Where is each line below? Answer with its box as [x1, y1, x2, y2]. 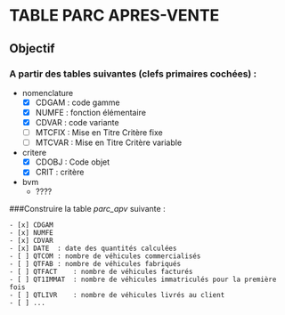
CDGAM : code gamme [35, 97, 120, 108]
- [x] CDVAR [9, 237, 53, 246]
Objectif [9, 41, 55, 56]
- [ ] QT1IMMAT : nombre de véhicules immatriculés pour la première [9, 275, 277, 285]
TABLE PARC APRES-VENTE [9, 5, 220, 26]
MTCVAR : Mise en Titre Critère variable [35, 137, 183, 148]
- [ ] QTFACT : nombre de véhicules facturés [9, 268, 193, 277]
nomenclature [21, 87, 74, 98]
